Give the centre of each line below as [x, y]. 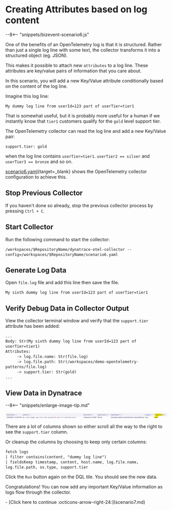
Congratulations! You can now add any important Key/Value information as [84, 486]
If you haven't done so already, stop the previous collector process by [79, 205]
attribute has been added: [33, 326]
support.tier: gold [26, 146]
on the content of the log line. [36, 86]
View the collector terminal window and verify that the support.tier [77, 321]
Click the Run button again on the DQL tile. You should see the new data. [81, 477]
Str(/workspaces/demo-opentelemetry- [99, 362]
